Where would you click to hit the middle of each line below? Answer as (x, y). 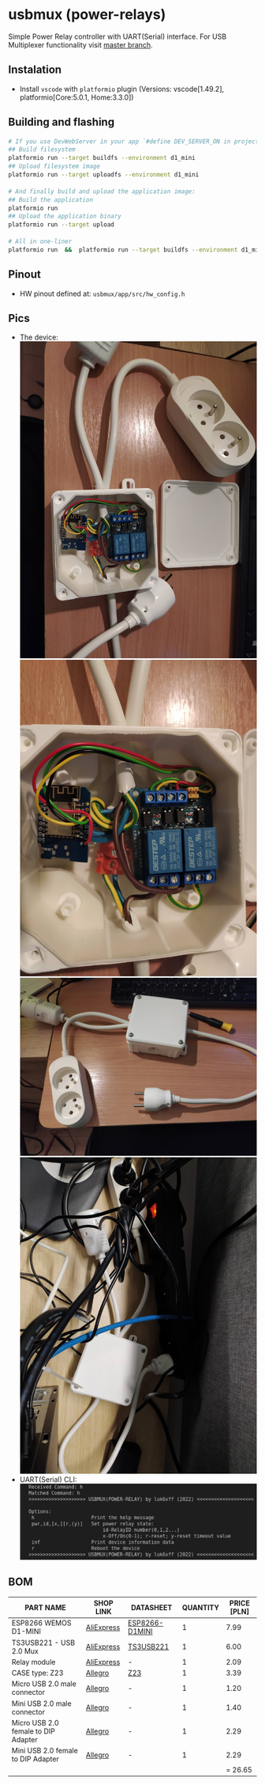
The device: (39, 337)
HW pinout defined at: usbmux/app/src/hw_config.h (102, 294)
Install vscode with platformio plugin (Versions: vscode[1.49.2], (122, 89)
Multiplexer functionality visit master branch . (80, 44)
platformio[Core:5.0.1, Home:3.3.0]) (77, 97)
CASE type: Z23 (37, 1673)
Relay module (34, 1662)
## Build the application (50, 199)
